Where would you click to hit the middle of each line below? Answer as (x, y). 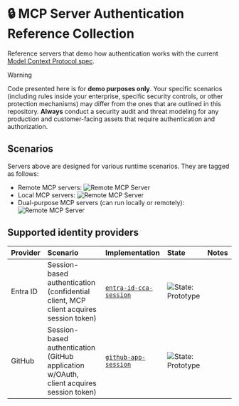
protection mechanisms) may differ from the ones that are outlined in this (115, 103)
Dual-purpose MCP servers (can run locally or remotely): (101, 202)
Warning (20, 75)
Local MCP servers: (47, 195)
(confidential (69, 291)
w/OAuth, (63, 374)
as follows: (23, 173)
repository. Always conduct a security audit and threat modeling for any (113, 111)
